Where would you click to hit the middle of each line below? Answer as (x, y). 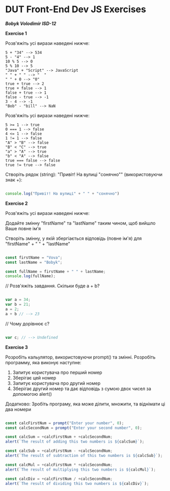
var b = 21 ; (18, 305)
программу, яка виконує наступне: (43, 362)
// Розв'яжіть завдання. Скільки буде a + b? (53, 286)
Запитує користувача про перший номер (58, 372)
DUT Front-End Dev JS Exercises (76, 9)
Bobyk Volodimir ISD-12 (31, 23)
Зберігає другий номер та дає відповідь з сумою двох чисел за (82, 389)
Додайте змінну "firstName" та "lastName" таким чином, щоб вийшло (81, 223)
